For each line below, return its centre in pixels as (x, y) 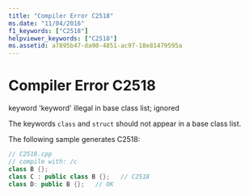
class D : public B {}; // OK (61, 184)
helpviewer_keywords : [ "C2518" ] (63, 38)
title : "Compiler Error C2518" (61, 16)
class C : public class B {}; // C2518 (79, 177)
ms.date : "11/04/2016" (46, 23)
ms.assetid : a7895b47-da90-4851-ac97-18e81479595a (95, 46)
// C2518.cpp (30, 154)
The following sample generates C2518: (74, 140)
